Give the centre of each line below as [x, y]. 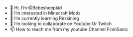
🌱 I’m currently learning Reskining [44, 18]
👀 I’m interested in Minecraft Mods [45, 13]
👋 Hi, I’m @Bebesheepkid [36, 8]
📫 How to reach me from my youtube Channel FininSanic [69, 29]
